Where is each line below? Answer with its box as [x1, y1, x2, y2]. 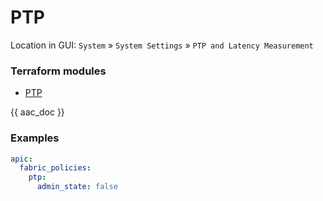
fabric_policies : [19, 163, 92, 173]
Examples [10, 131, 60, 145]
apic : [10, 154, 33, 164]
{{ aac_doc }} [10, 106, 65, 118]
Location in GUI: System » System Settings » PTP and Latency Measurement [10, 39, 314, 51]
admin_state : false [36, 182, 118, 192]
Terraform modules [10, 64, 107, 78]
